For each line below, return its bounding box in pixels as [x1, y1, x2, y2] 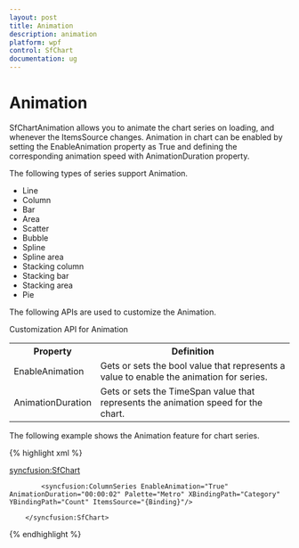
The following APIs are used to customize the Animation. [9, 307, 216, 317]
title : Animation [9, 21, 74, 30]
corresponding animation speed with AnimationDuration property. [9, 151, 250, 161]
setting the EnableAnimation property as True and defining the [9, 141, 238, 151]
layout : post [9, 12, 58, 22]
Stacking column [21, 260, 85, 272]
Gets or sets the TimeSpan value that [100, 385, 255, 397]
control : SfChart [9, 46, 74, 55]
